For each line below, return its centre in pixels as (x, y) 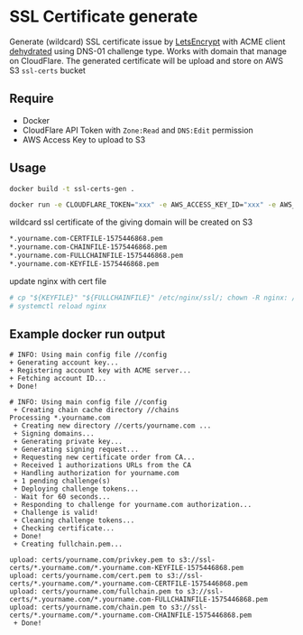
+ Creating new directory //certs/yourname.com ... (112, 426)
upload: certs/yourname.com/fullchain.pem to (96, 592)
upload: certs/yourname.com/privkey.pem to (92, 560)
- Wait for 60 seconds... (62, 497)
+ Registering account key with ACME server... (101, 371)
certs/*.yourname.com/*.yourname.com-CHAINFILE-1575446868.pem (131, 615)
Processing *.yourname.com (60, 418)
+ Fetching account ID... (58, 379)
